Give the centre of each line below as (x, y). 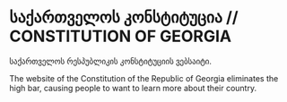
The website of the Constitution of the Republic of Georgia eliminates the (144, 78)
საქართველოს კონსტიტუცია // (124, 17)
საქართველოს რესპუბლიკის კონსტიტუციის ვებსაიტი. (111, 61)
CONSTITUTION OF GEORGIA (120, 36)
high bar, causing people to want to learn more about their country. (133, 88)
